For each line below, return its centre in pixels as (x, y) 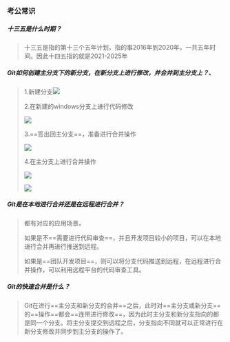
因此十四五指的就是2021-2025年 (82, 56)
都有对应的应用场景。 (54, 223)
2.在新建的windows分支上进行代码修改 (79, 106)
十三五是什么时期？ (34, 28)
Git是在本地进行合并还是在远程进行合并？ (66, 204)
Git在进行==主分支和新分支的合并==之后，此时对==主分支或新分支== (123, 305)
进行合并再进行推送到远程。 (63, 246)
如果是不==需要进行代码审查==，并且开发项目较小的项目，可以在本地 (123, 238)
